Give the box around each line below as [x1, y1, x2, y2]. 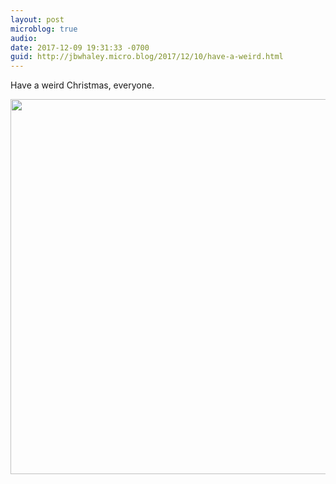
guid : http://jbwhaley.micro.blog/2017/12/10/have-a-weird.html [10, 52, 284, 62]
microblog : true [10, 24, 78, 34]
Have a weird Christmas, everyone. [10, 79, 155, 91]
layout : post [10, 14, 65, 25]
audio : [10, 33, 38, 43]
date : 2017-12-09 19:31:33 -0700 [10, 42, 150, 53]
